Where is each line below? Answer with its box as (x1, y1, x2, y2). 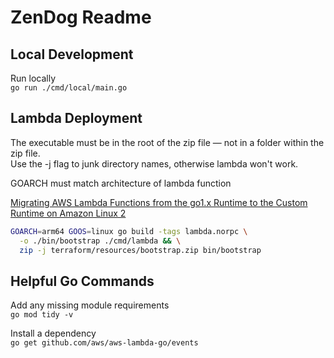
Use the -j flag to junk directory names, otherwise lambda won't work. (10, 157, 299, 170)
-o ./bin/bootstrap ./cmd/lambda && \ (19, 236, 182, 246)
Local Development (10, 46, 134, 63)
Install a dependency (10, 327, 97, 340)
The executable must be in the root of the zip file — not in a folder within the (10, 136, 325, 148)
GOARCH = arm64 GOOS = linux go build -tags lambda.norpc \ (10, 226, 248, 236)
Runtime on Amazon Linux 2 (10, 207, 127, 219)
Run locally (10, 72, 56, 84)
